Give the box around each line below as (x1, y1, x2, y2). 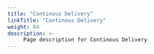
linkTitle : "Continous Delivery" (7, 17, 106, 24)
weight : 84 (7, 23, 40, 30)
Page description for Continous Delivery (23, 36, 148, 43)
